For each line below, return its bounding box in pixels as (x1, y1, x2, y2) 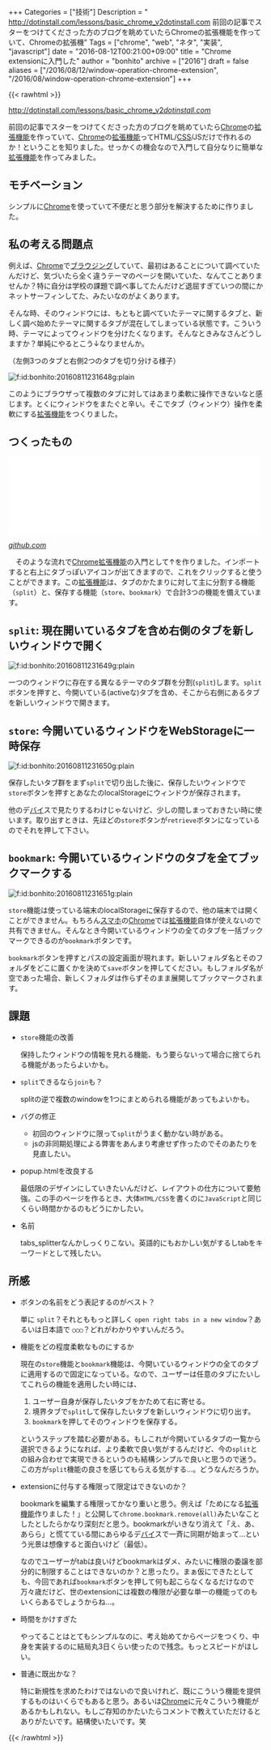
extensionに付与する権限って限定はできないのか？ (19, 1481, 188, 1491)
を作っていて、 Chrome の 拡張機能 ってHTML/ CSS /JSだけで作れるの (29, 132, 252, 142)
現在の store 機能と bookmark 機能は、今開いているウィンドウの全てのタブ (19, 1359, 259, 1368)
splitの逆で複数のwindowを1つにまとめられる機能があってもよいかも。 (19, 1094, 254, 1103)
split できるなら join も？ (19, 1077, 103, 1086)
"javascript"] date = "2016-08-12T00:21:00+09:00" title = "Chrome (8, 47, 232, 56)
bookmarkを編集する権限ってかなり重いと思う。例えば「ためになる (19, 1498, 245, 1509)
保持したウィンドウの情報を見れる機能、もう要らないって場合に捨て (19, 1049, 247, 1059)
